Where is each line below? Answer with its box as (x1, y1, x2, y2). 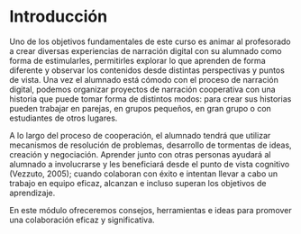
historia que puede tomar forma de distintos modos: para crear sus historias (9, 93, 292, 104)
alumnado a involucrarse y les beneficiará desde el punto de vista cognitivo (9, 158, 290, 169)
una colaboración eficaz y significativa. (9, 214, 155, 225)
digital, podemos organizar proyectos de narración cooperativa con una (9, 84, 277, 94)
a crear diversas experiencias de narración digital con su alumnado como (9, 45, 282, 56)
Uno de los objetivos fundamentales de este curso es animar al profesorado (9, 36, 291, 47)
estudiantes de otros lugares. (9, 112, 118, 123)
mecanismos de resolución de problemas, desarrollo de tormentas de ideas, (9, 139, 292, 150)
